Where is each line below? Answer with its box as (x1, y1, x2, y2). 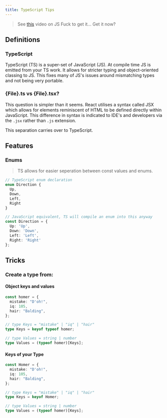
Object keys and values (5, 283, 55, 290)
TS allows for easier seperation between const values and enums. (17, 168, 153, 174)
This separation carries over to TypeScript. (5, 127, 93, 133)
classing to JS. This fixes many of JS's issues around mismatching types (5, 72, 155, 78)
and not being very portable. (5, 78, 64, 84)
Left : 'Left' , (9, 233, 39, 238)
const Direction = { (5, 219, 48, 224)
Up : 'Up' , (9, 224, 30, 229)
